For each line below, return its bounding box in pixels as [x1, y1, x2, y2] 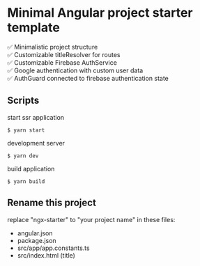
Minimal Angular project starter [7, 5, 193, 21]
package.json [17, 236, 57, 244]
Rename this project [7, 197, 96, 209]
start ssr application [7, 113, 65, 121]
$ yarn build [7, 178, 45, 185]
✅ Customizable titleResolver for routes [7, 50, 121, 58]
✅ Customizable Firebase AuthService [7, 58, 117, 67]
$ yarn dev [7, 152, 39, 159]
